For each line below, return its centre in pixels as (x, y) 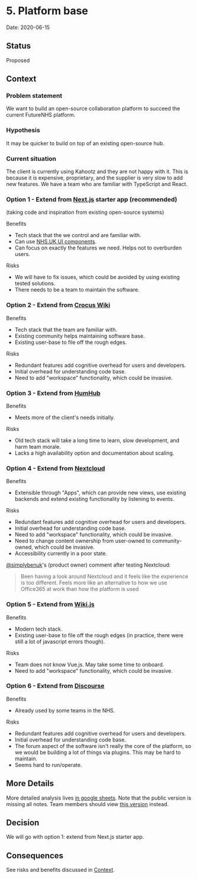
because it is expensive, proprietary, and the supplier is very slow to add (95, 178)
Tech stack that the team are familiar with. (66, 330)
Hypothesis (23, 130)
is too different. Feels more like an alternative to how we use (94, 583)
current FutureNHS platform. (41, 115)
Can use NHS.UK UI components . (55, 242)
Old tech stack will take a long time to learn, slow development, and (97, 440)
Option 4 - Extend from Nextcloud (56, 468)
